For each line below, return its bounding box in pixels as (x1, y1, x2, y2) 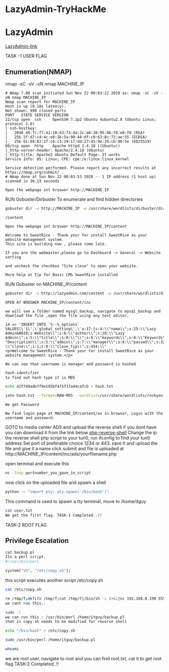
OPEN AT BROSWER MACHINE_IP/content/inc (5, 300, 92, 305)
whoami (5, 646, 19, 651)
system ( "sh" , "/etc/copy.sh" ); (5, 568, 71, 573)
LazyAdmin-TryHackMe (5, 4, 107, 15)
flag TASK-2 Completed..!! (5, 660, 59, 667)
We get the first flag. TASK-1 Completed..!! (5, 513, 102, 518)
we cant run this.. (5, 601, 46, 606)
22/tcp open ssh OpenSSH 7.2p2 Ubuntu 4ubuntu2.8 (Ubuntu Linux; (5, 117, 156, 122)
